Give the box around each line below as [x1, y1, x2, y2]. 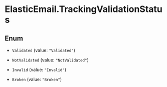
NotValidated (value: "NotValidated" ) [12, 57, 89, 63]
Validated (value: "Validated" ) [12, 47, 76, 53]
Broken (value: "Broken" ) [12, 76, 62, 82]
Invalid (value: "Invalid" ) [12, 66, 66, 72]
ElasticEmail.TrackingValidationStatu [5, 3, 162, 15]
